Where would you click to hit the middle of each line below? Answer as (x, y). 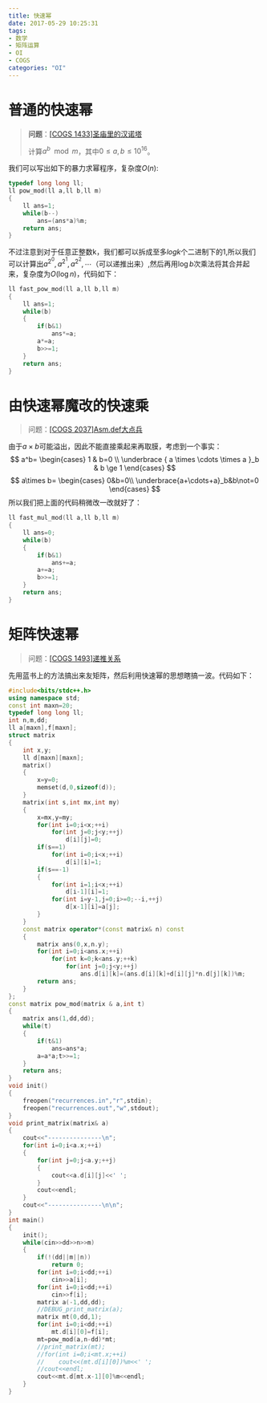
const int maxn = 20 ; (41, 706)
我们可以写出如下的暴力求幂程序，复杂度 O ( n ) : (83, 168)
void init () (28, 1086)
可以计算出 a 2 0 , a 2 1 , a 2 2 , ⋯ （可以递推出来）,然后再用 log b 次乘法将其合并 (125, 262)
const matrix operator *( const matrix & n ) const (103, 929)
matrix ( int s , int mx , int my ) (71, 802)
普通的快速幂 (51, 110)
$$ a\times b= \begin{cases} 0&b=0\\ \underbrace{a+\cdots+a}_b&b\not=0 (135, 481)
